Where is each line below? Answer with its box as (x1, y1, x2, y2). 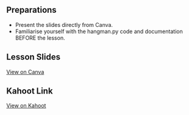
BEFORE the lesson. (15, 34, 65, 42)
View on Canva (6, 68, 45, 75)
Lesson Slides (6, 52, 61, 62)
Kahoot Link (6, 86, 53, 97)
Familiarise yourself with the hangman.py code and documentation (15, 28, 183, 35)
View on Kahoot (6, 102, 46, 109)
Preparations (6, 5, 57, 15)
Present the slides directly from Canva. (15, 21, 113, 28)
